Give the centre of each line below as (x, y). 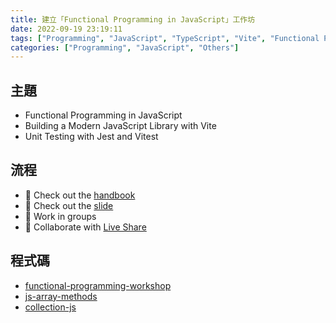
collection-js (50, 307)
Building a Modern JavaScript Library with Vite (120, 126)
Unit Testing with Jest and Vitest (91, 137)
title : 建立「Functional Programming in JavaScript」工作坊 (133, 19)
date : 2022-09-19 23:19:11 (66, 29)
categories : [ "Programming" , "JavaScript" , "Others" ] (125, 47)
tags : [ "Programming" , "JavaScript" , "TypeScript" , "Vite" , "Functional (165, 38)
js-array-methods (61, 296)
